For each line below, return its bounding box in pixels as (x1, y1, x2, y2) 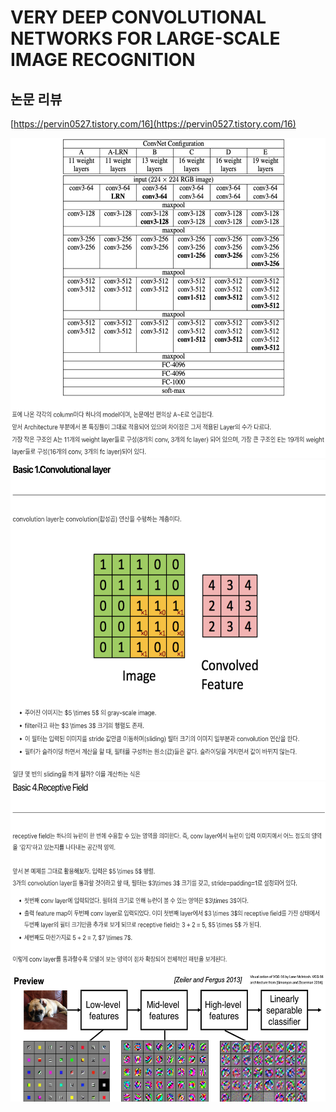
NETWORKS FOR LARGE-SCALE (10, 27, 281, 50)
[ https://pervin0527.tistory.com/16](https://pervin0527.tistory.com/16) (10, 118, 297, 130)
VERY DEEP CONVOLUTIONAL (10, 6, 267, 29)
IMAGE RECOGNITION (10, 49, 196, 71)
